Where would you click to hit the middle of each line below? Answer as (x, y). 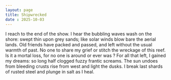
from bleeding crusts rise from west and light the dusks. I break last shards (84, 66)
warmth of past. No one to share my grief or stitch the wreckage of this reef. (86, 50)
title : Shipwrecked (26, 15)
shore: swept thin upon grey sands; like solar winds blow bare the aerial (81, 39)
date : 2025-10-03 (25, 19)
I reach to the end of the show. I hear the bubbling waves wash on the (79, 34)
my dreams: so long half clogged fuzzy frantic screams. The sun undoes (82, 61)
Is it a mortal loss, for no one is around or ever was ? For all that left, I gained (86, 56)
